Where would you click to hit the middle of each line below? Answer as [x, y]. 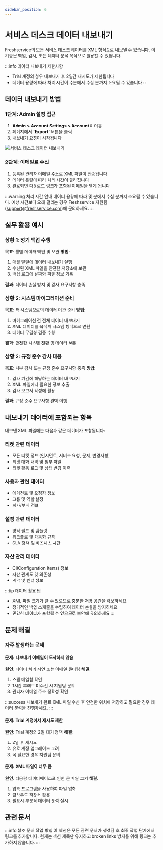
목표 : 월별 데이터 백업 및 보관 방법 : [37, 252]
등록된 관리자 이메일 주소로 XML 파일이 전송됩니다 [60, 174]
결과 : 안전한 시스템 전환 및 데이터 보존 [41, 343]
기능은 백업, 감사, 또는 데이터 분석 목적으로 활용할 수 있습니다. [63, 55]
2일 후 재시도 [25, 742]
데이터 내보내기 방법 [33, 99]
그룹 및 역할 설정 [28, 499]
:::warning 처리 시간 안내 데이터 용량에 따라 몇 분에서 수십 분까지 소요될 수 [75, 196]
